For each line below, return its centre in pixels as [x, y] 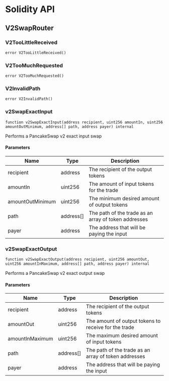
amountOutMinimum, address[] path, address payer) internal [70, 127]
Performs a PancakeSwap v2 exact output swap [55, 273]
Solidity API [30, 9]
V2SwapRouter [29, 28]
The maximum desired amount [122, 336]
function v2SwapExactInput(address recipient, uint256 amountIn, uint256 [84, 122]
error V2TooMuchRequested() [35, 76]
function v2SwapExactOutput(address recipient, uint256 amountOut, [77, 259]
